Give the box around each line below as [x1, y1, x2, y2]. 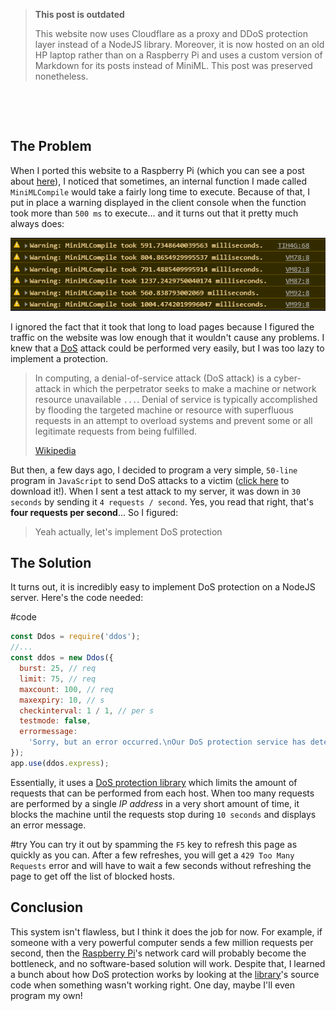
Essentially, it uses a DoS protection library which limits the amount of [10, 776, 298, 788]
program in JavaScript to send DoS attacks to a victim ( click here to [10, 474, 290, 486]
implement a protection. [10, 352, 109, 364]
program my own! [10, 989, 83, 1001]
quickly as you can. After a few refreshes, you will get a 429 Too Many [10, 849, 295, 861]
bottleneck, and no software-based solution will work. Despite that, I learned [10, 957, 326, 969]
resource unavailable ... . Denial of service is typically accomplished [34, 393, 318, 405]
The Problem [10, 138, 92, 155]
